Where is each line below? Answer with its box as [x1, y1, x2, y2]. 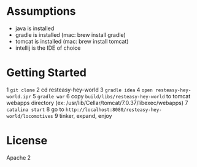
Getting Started [6, 66, 87, 80]
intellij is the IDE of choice [15, 44, 81, 52]
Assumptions [6, 4, 76, 18]
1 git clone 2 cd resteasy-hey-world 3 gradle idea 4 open [6, 86, 153, 93]
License [6, 134, 48, 148]
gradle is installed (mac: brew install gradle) [15, 31, 126, 38]
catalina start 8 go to [6, 106, 64, 113]
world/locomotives [6, 113, 53, 119]
